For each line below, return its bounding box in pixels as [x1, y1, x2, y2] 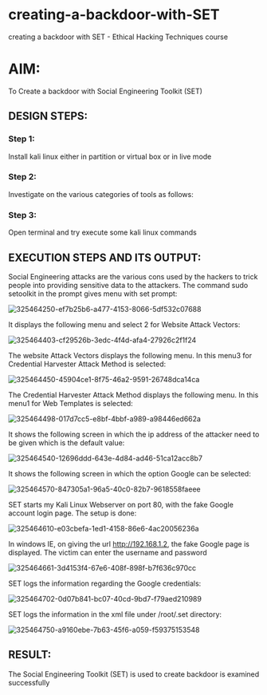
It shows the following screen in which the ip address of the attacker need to [8, 429, 260, 439]
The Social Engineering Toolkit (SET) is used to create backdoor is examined [8, 669, 260, 679]
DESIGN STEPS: [8, 109, 88, 123]
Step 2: [8, 172, 37, 183]
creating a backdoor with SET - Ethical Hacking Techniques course [8, 32, 229, 41]
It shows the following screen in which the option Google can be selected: [8, 468, 251, 478]
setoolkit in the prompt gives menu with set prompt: [8, 289, 178, 298]
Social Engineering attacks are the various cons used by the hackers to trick [8, 271, 258, 281]
